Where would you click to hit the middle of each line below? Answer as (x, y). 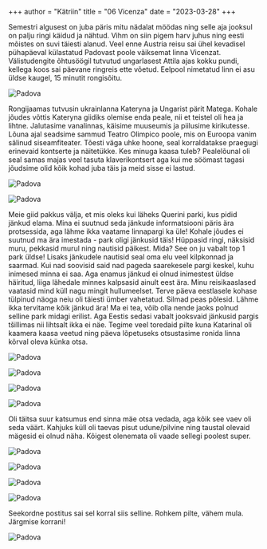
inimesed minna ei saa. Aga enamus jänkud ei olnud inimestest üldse (121, 274)
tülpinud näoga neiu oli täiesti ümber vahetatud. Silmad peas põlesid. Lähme (133, 299)
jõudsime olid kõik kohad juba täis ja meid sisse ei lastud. (102, 168)
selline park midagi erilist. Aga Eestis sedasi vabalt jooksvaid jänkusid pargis (133, 316)
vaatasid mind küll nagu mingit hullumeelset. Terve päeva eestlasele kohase (133, 291)
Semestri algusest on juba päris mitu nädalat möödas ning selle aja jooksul (130, 27)
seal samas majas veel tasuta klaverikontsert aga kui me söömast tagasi (126, 160)
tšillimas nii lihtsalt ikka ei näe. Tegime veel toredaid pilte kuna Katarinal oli (130, 325)
